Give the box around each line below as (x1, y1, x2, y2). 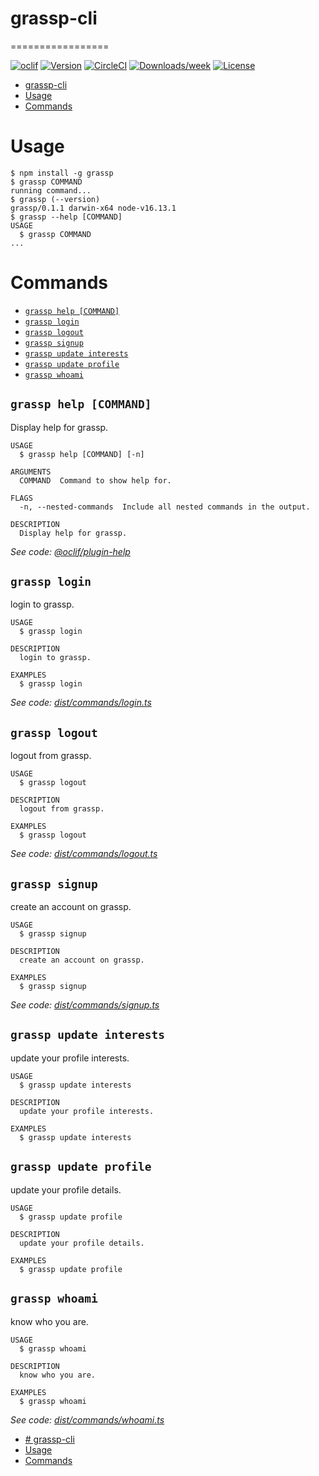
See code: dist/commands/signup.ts (10, 999, 160, 1011)
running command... (10, 185, 92, 196)
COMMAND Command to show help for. (19, 475, 172, 486)
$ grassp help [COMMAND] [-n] (19, 449, 145, 459)
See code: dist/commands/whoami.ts (10, 1413, 165, 1426)
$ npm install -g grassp (10, 168, 114, 178)
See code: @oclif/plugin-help (10, 545, 131, 557)
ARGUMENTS (10, 467, 52, 477)
